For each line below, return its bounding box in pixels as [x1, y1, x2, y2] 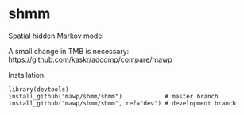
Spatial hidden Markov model [8, 31, 104, 40]
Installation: [8, 70, 46, 79]
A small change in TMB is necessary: [8, 46, 130, 56]
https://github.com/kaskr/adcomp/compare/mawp [8, 55, 172, 64]
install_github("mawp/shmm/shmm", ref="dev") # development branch [8, 99, 237, 107]
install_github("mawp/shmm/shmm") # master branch [8, 92, 219, 100]
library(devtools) [8, 85, 69, 94]
